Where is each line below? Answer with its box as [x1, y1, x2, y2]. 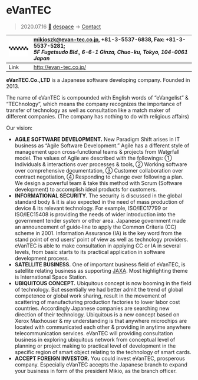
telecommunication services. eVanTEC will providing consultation [14, 330, 173, 337]
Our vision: [6, 124, 32, 131]
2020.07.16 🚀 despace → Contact [20, 23, 101, 30]
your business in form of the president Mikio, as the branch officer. [14, 368, 177, 375]
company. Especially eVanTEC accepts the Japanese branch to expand [14, 361, 187, 368]
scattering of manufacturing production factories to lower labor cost [14, 299, 180, 306]
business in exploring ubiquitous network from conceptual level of [14, 336, 176, 343]
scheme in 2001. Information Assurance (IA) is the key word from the [14, 230, 182, 237]
